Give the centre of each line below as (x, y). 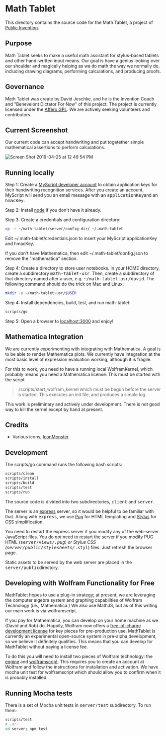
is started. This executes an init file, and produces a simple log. (82, 394)
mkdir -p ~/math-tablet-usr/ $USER (41, 293)
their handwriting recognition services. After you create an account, (75, 190)
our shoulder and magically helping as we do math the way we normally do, (83, 66)
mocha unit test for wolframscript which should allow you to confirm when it (83, 672)
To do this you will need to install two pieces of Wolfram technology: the (79, 656)
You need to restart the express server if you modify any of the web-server (82, 531)
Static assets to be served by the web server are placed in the (69, 562)
